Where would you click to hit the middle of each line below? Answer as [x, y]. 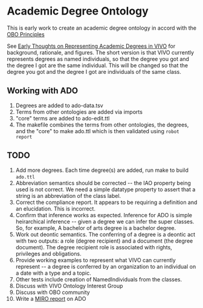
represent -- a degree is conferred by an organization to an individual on [106, 266]
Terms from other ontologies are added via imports [79, 112]
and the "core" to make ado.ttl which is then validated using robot [98, 131]
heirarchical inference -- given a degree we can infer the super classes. [105, 221]
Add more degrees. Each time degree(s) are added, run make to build [102, 170]
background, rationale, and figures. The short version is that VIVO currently [101, 52]
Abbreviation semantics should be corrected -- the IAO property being [103, 183]
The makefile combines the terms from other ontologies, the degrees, [102, 125]
